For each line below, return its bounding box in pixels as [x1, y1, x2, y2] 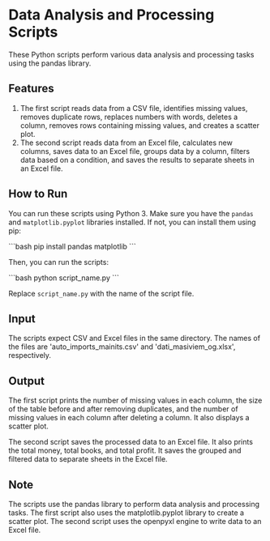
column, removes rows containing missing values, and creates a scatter [19, 120, 259, 130]
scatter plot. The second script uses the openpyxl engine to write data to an [8, 517, 262, 526]
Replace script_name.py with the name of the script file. [8, 288, 195, 298]
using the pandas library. [8, 58, 92, 68]
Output [8, 374, 45, 388]
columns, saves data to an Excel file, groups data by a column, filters [19, 146, 250, 155]
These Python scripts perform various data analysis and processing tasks [8, 49, 255, 59]
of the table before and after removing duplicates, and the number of [8, 404, 238, 414]
